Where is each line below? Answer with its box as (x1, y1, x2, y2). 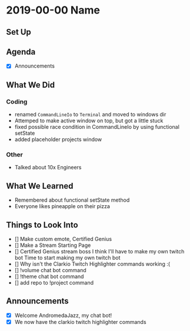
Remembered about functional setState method (14, 196, 130, 203)
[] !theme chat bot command (14, 273, 84, 280)
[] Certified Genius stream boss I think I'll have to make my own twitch (14, 248, 185, 255)
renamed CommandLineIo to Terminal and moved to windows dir (14, 111, 166, 118)
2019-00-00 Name (6, 4, 100, 17)
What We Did (6, 80, 55, 90)
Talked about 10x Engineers (14, 164, 82, 171)
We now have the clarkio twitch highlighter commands (14, 318, 146, 325)
